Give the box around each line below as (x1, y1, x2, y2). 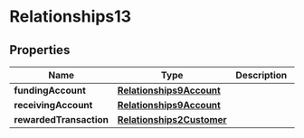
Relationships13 (9, 6, 132, 27)
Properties (9, 42, 71, 58)
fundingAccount (14, 84, 86, 97)
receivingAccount (14, 99, 93, 111)
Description (235, 69, 288, 81)
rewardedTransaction (14, 114, 109, 125)
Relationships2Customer (117, 114, 228, 125)
